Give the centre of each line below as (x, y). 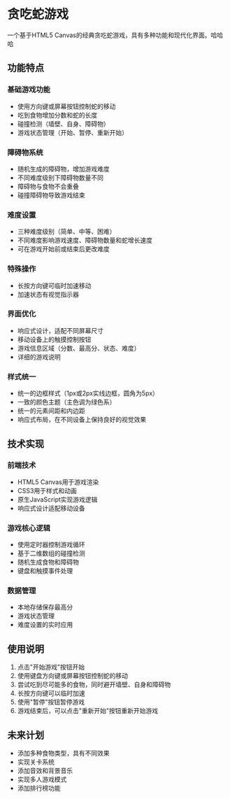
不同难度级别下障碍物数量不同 (60, 177)
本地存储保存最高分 (45, 607)
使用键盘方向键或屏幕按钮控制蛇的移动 (72, 676)
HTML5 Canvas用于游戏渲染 (58, 482)
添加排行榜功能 (39, 789)
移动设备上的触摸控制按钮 (54, 339)
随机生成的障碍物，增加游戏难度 (63, 169)
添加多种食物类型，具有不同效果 (63, 754)
